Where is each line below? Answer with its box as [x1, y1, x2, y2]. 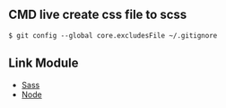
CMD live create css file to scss [8, 7, 187, 22]
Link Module [8, 56, 79, 71]
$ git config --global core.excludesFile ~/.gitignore [8, 31, 218, 40]
